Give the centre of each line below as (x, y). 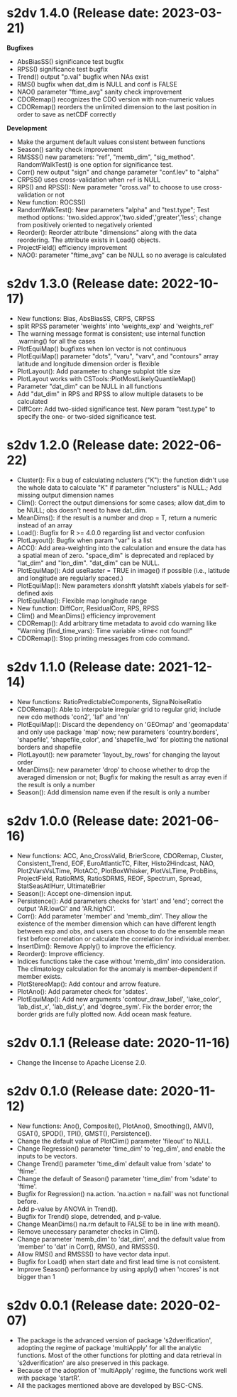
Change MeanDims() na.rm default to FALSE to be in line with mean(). (118, 1224)
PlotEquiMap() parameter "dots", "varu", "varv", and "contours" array (118, 356)
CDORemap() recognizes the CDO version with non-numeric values (115, 99)
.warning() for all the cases (56, 341)
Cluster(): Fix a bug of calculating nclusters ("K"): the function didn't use (123, 480)
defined (28, 593)
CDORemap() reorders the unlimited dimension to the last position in (117, 106)
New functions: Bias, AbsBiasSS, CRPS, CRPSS (86, 318)
